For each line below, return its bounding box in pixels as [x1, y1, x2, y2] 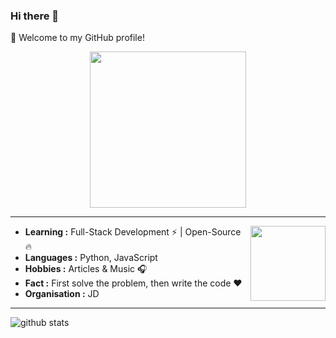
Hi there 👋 [10, 9, 60, 23]
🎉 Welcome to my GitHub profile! [10, 32, 145, 44]
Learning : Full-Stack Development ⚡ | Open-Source [24, 226, 242, 238]
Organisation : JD [24, 288, 100, 300]
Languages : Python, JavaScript [24, 252, 158, 264]
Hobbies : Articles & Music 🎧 [24, 263, 148, 275]
